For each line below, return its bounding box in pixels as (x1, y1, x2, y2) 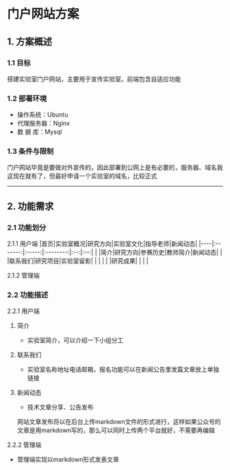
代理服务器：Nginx (16, 119, 71, 128)
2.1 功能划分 (7, 222, 47, 232)
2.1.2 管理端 (7, 272, 40, 280)
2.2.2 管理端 (7, 440, 42, 449)
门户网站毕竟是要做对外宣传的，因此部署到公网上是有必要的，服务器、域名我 (7, 163, 223, 172)
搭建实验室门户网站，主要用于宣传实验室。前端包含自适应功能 (7, 75, 181, 83)
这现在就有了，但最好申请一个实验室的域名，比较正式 (7, 172, 157, 180)
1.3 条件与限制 (7, 147, 54, 156)
